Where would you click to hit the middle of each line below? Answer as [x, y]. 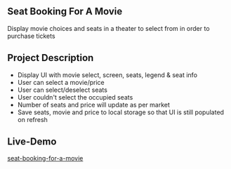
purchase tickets [31, 36]
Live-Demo [32, 142]
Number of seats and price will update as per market [94, 104]
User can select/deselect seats [62, 90]
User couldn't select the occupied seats [75, 97]
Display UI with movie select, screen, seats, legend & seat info [107, 75]
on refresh [32, 119]
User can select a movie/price [61, 82]
